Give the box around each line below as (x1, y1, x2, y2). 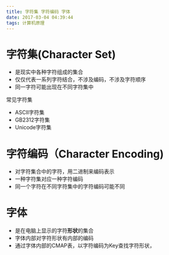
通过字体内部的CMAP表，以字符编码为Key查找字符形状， (14, 242, 155, 249)
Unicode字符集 (14, 124, 52, 131)
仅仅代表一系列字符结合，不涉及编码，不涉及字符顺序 (14, 76, 146, 83)
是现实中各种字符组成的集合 (14, 68, 84, 75)
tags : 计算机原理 (6, 20, 45, 26)
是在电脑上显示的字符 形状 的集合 (14, 227, 94, 234)
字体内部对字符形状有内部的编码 (14, 235, 94, 242)
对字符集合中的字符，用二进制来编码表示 (14, 168, 115, 175)
